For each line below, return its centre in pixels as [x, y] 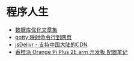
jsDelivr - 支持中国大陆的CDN [51, 44]
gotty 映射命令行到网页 [43, 37]
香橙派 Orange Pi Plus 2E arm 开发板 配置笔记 [71, 52]
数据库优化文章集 [36, 30]
